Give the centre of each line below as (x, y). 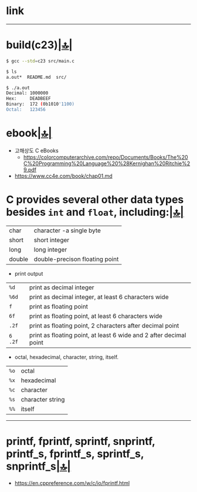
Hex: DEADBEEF (28, 99)
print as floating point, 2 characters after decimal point (104, 326)
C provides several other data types (95, 200)
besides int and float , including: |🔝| (95, 212)
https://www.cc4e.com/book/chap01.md (63, 176)
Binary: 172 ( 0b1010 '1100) (40, 104)
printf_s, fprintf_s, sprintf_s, (75, 453)
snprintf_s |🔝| (39, 466)
